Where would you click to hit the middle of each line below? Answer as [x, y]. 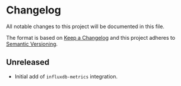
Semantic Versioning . [32, 44]
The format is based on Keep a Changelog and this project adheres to [91, 37]
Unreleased [28, 62]
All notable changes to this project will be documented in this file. [85, 26]
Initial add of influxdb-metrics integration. [66, 76]
